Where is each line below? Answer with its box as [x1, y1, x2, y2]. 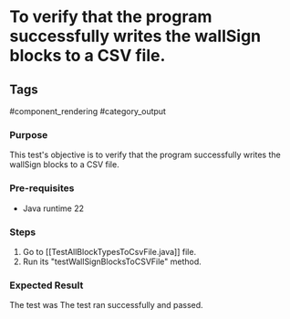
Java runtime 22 [22, 203, 85, 214]
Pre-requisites [9, 182, 75, 195]
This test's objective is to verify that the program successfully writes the [9, 149, 281, 161]
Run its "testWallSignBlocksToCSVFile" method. [22, 256, 202, 267]
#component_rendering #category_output [9, 106, 167, 116]
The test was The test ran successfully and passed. [9, 300, 203, 311]
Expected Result [9, 279, 84, 292]
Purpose [9, 128, 48, 141]
